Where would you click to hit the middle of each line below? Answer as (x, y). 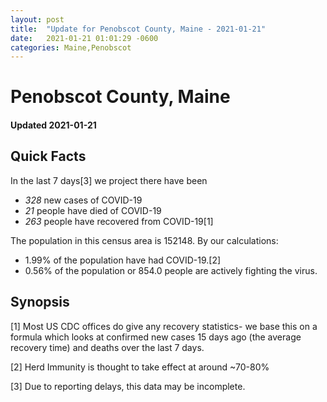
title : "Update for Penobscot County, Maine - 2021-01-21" (138, 29)
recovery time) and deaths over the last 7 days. (107, 347)
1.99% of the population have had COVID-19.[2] (123, 260)
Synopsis (40, 302)
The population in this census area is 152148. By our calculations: (144, 240)
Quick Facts (48, 156)
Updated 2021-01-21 (53, 125)
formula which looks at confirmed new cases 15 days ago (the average (156, 337)
